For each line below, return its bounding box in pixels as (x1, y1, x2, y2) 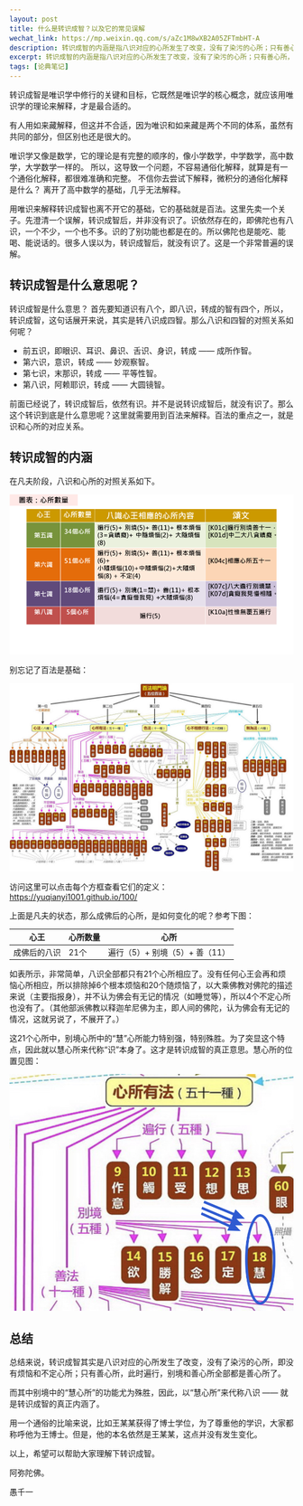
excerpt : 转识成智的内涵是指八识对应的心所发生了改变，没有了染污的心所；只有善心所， (9, 52, 295, 62)
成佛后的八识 (13, 946, 61, 957)
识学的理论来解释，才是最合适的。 (9, 100, 136, 111)
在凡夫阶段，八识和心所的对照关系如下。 (9, 475, 160, 486)
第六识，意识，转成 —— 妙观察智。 (22, 356, 154, 367)
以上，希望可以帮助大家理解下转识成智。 (9, 1447, 160, 1459)
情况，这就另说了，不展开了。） (9, 1013, 124, 1025)
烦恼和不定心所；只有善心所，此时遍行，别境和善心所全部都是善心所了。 (16, 1368, 286, 1379)
